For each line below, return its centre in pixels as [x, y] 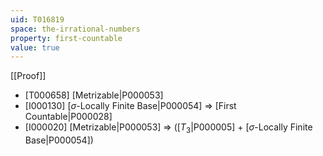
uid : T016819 [37, 19]
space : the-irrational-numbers [75, 29]
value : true [35, 47]
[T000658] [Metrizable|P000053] [94, 95]
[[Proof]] [28, 76]
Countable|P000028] [68, 117]
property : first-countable [66, 38]
